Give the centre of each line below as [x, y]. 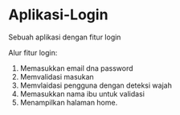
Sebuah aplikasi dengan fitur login [65, 37]
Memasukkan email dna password [77, 68]
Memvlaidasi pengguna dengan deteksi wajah [96, 85]
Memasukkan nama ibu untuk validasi [82, 93]
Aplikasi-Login [58, 15]
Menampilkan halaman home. [69, 102]
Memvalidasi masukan [57, 76]
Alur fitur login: [33, 52]
